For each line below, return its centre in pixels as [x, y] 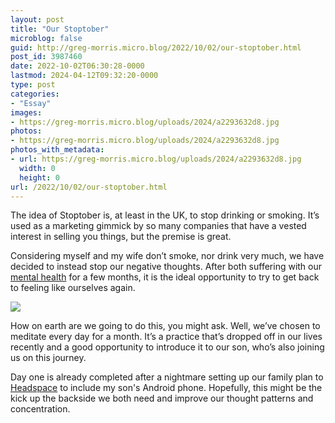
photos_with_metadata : [57, 150]
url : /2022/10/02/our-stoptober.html [89, 187]
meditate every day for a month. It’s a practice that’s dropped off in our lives [166, 337]
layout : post [37, 19]
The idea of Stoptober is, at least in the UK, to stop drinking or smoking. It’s [165, 215]
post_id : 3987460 [46, 57]
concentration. [40, 409]
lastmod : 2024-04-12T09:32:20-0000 [84, 76]
